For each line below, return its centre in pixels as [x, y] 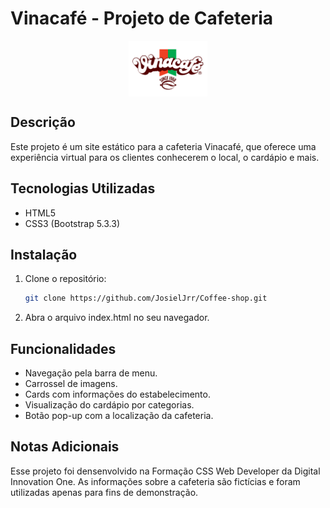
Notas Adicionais [65, 447]
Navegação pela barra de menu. [91, 373]
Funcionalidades [63, 348]
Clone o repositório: [65, 279]
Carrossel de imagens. [71, 384]
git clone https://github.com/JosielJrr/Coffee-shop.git [146, 298]
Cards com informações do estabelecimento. [117, 394]
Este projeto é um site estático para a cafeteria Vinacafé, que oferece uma [163, 146]
